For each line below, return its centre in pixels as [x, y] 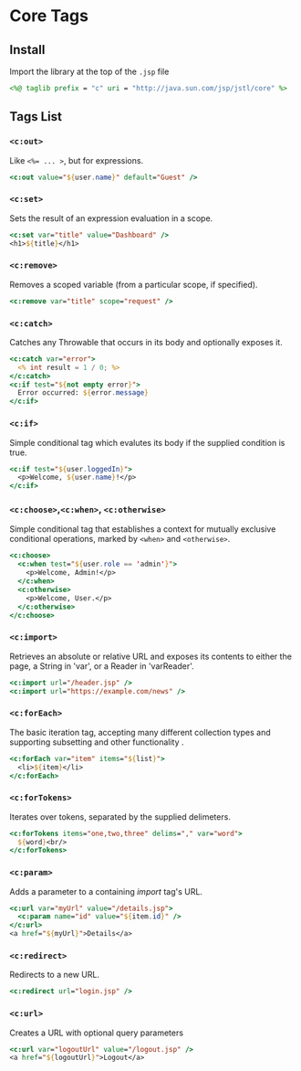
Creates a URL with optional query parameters [97, 1033]
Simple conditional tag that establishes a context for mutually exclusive [143, 529]
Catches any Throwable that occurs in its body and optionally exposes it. [146, 342]
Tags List [36, 117]
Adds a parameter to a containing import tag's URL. [106, 891]
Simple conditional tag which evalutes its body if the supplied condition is [147, 442]
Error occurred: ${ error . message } [83, 393]
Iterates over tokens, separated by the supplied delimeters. [120, 817]
